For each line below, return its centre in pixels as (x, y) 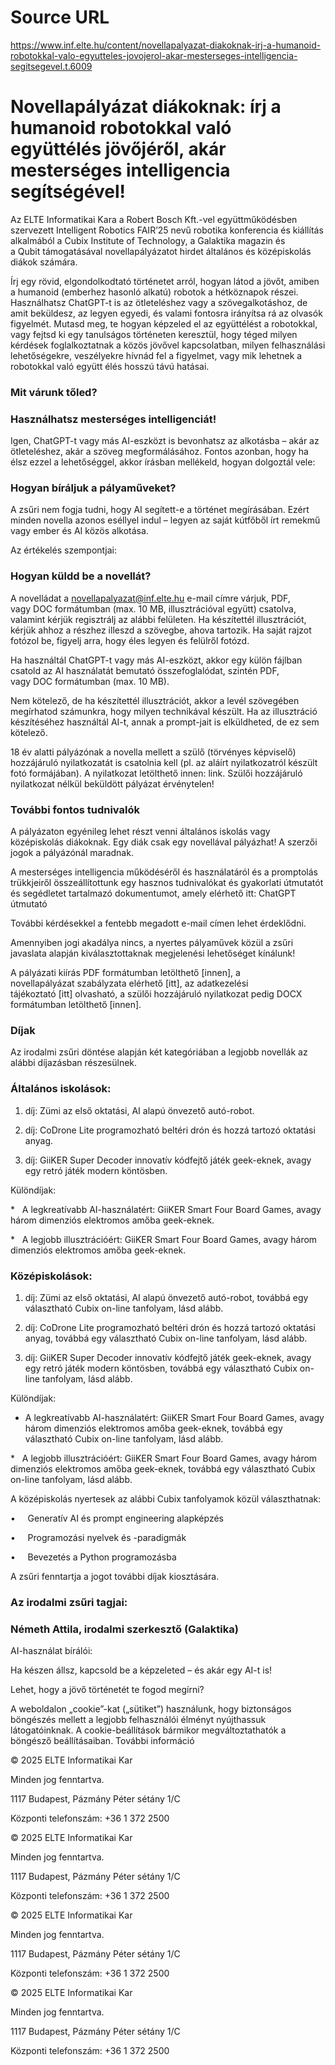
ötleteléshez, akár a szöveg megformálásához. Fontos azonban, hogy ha (159, 452)
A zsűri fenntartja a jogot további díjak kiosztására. (115, 1576)
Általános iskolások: (61, 1089)
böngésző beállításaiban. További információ (102, 1741)
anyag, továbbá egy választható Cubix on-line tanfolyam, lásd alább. (166, 1338)
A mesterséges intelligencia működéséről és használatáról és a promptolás (164, 872)
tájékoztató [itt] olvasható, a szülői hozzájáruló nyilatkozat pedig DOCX (156, 993)
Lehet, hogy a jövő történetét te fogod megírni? (107, 1690)
